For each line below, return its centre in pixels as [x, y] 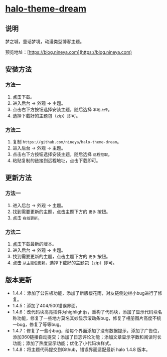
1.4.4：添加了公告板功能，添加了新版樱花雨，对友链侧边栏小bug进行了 [85, 293]
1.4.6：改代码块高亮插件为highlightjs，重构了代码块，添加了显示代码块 [85, 312]
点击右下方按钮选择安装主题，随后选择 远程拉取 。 [62, 154]
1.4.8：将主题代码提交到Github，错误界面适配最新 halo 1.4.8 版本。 [81, 349]
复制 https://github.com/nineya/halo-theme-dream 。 [67, 141]
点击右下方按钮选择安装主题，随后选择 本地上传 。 [62, 109]
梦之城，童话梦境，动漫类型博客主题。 [45, 41]
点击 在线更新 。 [27, 218]
